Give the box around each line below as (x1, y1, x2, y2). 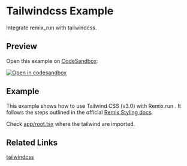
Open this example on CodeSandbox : (6, 57, 98, 64)
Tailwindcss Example (6, 4, 114, 18)
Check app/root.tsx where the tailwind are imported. (6, 120, 135, 127)
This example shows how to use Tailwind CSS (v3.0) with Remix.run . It (6, 102, 182, 109)
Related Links (6, 137, 58, 147)
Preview (6, 41, 38, 52)
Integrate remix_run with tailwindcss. (6, 24, 97, 31)
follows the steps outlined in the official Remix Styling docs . (6, 108, 153, 116)
